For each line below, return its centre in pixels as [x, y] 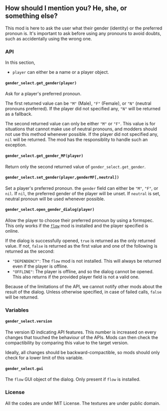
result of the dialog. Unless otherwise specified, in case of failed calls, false [83, 292]
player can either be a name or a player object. [61, 72]
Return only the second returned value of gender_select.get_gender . [76, 166]
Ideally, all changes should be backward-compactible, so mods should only [83, 353]
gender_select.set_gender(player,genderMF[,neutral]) [62, 178]
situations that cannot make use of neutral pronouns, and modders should [81, 129]
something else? [32, 16]
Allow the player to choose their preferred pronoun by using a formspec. [80, 220]
